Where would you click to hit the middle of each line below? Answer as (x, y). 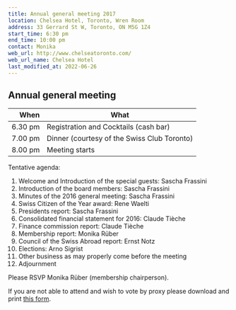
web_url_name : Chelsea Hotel (51, 60)
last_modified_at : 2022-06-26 (53, 67)
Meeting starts (70, 150)
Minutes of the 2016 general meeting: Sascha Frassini (96, 196)
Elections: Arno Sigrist (51, 249)
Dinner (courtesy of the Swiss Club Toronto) (120, 139)
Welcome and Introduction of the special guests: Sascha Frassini (112, 181)
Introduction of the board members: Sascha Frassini (94, 189)
